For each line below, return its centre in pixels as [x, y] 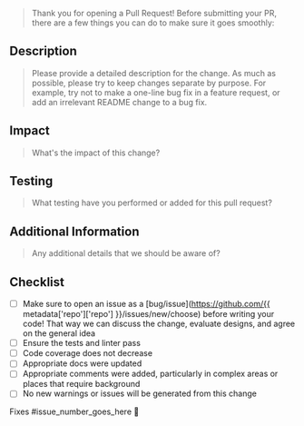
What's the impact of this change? [96, 153]
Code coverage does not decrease [87, 353]
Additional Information [74, 231]
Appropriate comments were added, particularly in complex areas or [150, 374]
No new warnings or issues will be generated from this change [139, 393]
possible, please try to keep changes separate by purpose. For [149, 83]
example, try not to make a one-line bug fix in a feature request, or [156, 92]
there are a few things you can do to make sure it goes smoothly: [153, 23]
